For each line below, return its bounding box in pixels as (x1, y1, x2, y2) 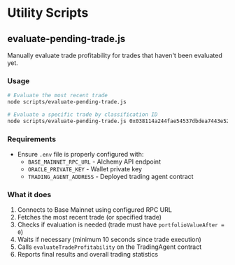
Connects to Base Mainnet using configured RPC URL (17, 206, 173, 214)
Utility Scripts (7, 5, 89, 21)
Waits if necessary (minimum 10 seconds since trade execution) (17, 236, 201, 244)
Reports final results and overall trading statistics (17, 250, 159, 259)
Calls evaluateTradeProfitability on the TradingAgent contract (17, 243, 201, 251)
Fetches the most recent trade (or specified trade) (17, 213, 162, 222)
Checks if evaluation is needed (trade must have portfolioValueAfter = (17, 220, 225, 229)
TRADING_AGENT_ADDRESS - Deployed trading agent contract (27, 173, 194, 181)
